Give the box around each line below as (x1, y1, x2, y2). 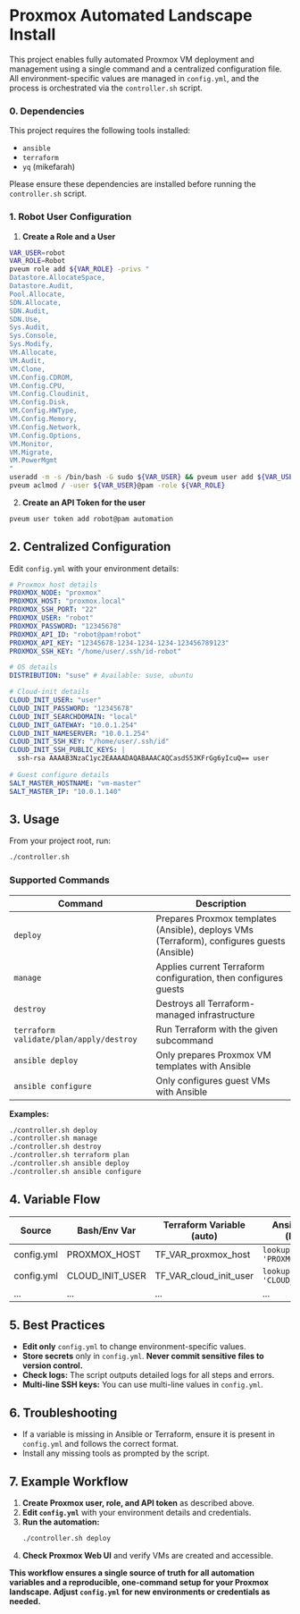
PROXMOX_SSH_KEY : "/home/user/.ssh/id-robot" (9, 646, 181, 655)
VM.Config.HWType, (9, 406, 78, 416)
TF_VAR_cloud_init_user (154, 1269, 254, 1281)
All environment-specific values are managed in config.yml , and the (9, 72, 260, 83)
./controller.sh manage (9, 1134, 98, 1143)
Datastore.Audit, (9, 282, 74, 291)
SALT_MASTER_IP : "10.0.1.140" (9, 787, 122, 796)
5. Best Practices (9, 1318, 105, 1333)
